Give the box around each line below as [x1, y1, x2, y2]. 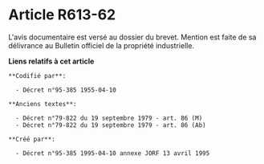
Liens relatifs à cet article [8, 56, 95, 66]
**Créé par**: [8, 135, 56, 143]
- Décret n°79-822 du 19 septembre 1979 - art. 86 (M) [15, 114, 203, 122]
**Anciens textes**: [8, 100, 78, 108]
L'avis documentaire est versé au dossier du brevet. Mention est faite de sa [8, 32, 257, 42]
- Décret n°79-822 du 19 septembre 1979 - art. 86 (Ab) [15, 121, 206, 129]
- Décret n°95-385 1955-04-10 [15, 86, 116, 94]
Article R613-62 [8, 6, 116, 24]
